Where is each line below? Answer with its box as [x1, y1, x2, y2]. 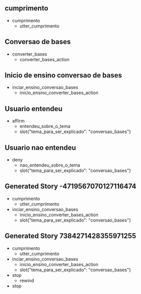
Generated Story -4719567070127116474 [5, 182, 137, 191]
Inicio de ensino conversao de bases [5, 71, 122, 80]
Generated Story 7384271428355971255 [5, 232, 136, 240]
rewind [19, 277, 34, 283]
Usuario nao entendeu [5, 143, 76, 152]
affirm [12, 118, 25, 124]
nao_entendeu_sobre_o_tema [19, 162, 80, 169]
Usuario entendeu [5, 104, 63, 113]
